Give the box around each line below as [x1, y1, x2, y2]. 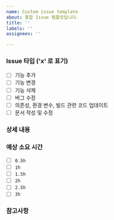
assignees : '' [6, 31, 42, 37]
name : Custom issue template [6, 8, 78, 15]
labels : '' [6, 25, 33, 32]
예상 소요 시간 [6, 142, 43, 151]
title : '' [6, 20, 31, 26]
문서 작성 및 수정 [14, 109, 53, 116]
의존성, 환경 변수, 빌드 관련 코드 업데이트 [14, 101, 109, 109]
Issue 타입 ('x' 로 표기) [6, 57, 68, 66]
